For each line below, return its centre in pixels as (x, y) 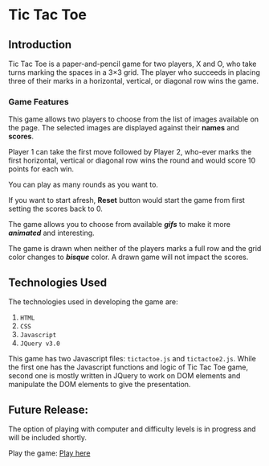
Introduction (40, 45)
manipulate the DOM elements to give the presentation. (100, 385)
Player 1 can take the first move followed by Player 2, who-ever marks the (130, 152)
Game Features (39, 101)
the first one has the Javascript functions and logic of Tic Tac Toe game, (128, 367)
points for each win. (41, 169)
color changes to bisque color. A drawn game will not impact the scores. (128, 257)
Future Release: (48, 409)
